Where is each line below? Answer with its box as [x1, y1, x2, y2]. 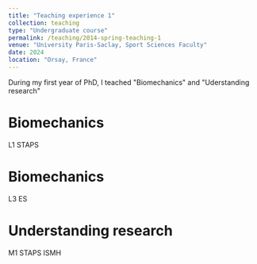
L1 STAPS [8, 140, 40, 149]
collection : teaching [8, 19, 80, 27]
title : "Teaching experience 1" [8, 11, 115, 20]
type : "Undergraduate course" [8, 26, 109, 34]
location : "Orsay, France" [8, 56, 98, 64]
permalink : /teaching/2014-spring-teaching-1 [8, 33, 161, 42]
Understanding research [8, 221, 173, 239]
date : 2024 [8, 48, 44, 56]
